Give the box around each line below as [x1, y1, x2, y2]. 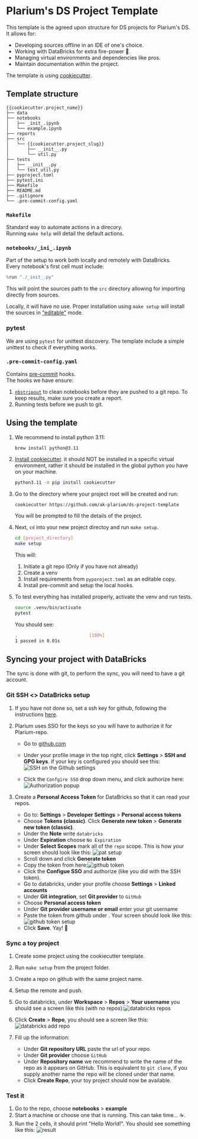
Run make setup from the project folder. [14, 964, 111, 971]
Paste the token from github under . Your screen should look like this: [23, 912, 192, 919]
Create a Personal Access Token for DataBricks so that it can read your [14, 793, 190, 800]
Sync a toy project [6, 939, 60, 947]
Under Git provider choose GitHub [23, 1052, 108, 1059]
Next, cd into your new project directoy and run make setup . [14, 524, 159, 531]
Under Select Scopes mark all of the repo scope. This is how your [23, 842, 184, 850]
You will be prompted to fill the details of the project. [14, 512, 143, 519]
